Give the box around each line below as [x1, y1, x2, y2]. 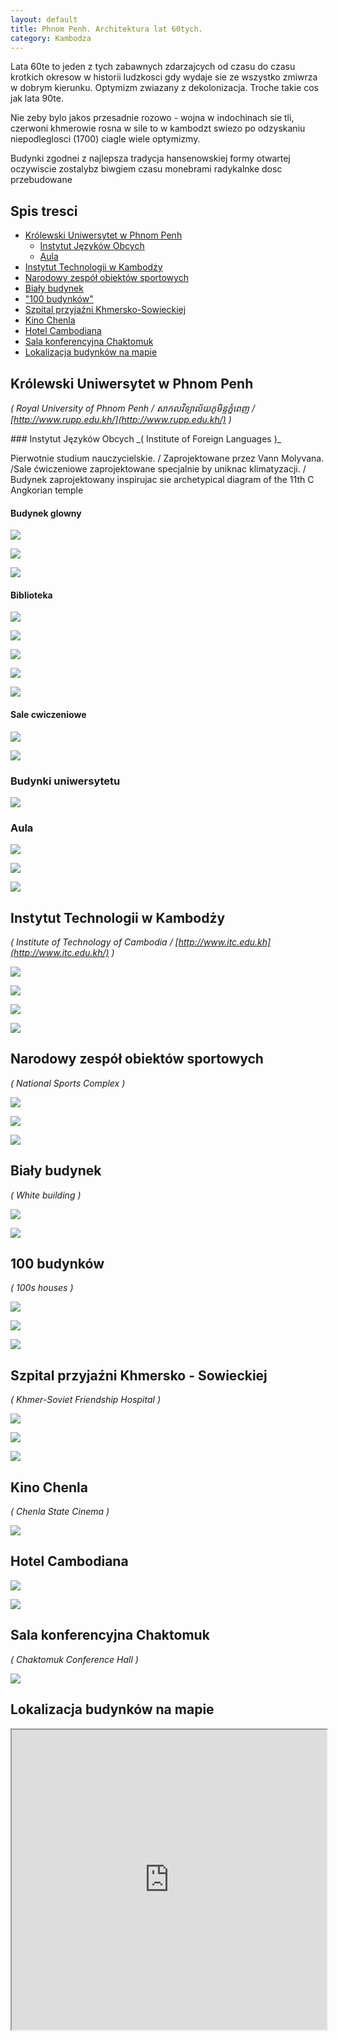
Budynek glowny [10, 507, 82, 519]
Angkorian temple [10, 484, 84, 496]
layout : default [10, 14, 78, 25]
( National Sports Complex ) [10, 1077, 126, 1089]
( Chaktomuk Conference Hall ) [10, 1653, 139, 1665]
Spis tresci [10, 202, 78, 220]
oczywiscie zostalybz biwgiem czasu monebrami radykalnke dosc [10, 163, 283, 175]
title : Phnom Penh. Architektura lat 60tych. [10, 24, 203, 34]
